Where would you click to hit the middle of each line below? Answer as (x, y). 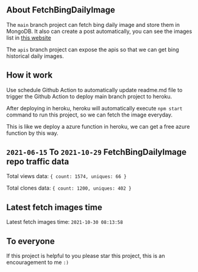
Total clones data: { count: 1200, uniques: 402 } (69, 188)
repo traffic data (38, 162)
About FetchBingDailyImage (61, 10)
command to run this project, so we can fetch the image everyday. (90, 115)
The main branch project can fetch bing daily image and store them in (93, 24)
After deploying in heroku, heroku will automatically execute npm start (94, 108)
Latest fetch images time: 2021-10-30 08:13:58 (65, 222)
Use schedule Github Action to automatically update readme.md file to (94, 90)
